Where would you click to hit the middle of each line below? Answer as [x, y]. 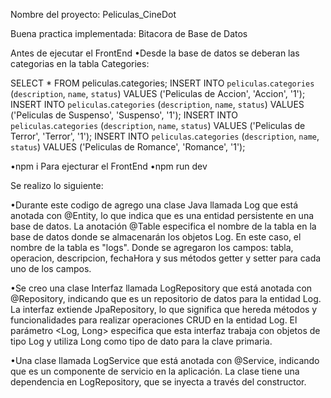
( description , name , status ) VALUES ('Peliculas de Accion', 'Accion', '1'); [158, 93]
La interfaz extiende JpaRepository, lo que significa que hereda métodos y [164, 309]
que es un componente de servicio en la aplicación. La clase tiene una [155, 371]
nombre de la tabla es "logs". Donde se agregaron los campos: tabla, [152, 247]
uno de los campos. [51, 268]
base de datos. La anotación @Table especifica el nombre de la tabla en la [163, 226]
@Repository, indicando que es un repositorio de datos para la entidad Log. [166, 298]
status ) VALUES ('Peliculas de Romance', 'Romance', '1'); [128, 147]
